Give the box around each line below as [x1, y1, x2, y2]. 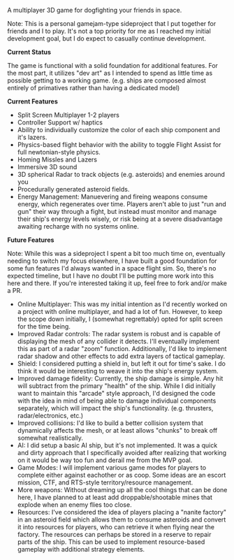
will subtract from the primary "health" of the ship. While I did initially [17, 382, 217, 390]
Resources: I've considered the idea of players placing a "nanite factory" [17, 508, 227, 516]
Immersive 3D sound [17, 163, 78, 171]
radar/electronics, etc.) [17, 412, 84, 419]
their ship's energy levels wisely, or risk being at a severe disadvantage [17, 215, 223, 223]
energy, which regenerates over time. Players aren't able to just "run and [17, 200, 227, 208]
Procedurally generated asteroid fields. [17, 185, 130, 193]
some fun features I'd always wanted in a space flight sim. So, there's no [7, 264, 217, 272]
